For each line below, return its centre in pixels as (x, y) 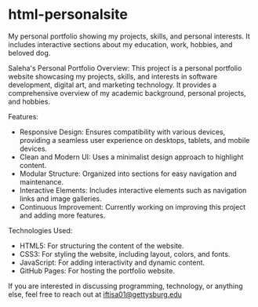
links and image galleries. (60, 199)
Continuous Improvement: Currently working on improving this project (132, 206)
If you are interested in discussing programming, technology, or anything (125, 286)
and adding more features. (62, 215)
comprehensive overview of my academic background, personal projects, (127, 93)
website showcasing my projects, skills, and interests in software (113, 76)
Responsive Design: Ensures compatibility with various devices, (122, 132)
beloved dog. (29, 53)
